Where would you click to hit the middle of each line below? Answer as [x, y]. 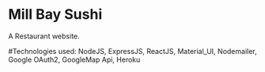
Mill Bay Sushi [55, 14]
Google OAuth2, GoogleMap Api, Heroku [74, 59]
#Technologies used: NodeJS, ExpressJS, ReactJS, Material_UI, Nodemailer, [132, 51]
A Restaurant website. [44, 36]
